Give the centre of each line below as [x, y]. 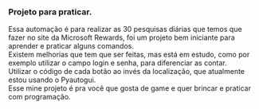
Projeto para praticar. [50, 12]
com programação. [39, 97]
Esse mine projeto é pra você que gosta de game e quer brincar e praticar [129, 88]
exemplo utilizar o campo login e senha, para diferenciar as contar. [118, 63]
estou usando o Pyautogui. [52, 80]
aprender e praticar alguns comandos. [71, 46]
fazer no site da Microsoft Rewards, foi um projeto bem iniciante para [122, 37]
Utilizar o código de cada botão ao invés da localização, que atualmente [127, 72]
